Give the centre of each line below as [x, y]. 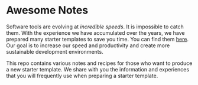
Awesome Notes [47, 10]
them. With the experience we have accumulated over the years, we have [95, 32]
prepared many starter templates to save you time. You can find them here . [98, 39]
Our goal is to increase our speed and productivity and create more [88, 45]
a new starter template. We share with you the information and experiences [98, 69]
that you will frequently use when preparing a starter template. [82, 76]
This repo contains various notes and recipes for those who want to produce [99, 63]
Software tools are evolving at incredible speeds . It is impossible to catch [95, 27]
